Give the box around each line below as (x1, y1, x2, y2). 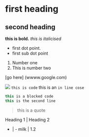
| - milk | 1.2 (12, 126, 36, 132)
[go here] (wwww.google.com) (5, 75, 67, 80)
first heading (5, 3, 59, 15)
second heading (5, 23, 56, 31)
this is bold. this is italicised (5, 36, 62, 41)
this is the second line (5, 98, 56, 103)
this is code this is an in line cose (11, 84, 85, 90)
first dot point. (12, 45, 41, 51)
